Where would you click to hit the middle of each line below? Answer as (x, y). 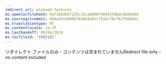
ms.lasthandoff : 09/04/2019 (34, 32)
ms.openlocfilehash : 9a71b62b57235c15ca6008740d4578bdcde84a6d (72, 14)
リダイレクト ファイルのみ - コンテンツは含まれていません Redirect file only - (83, 52)
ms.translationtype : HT (30, 23)
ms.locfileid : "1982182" (31, 37)
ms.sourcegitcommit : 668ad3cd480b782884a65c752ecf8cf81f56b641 (72, 19)
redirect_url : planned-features (38, 10)
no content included (26, 57)
